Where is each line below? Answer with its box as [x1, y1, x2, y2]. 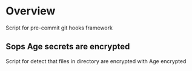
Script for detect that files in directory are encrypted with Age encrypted [5, 57, 187, 64]
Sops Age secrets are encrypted [5, 42, 130, 52]
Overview [5, 4, 56, 18]
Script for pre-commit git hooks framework [5, 24, 113, 31]
